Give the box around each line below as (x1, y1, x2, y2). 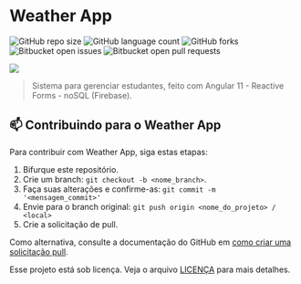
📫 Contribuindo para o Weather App (9, 118, 222, 133)
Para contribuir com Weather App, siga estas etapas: (9, 146, 208, 157)
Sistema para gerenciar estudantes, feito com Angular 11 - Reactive (31, 79, 285, 91)
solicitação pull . (9, 246, 68, 257)
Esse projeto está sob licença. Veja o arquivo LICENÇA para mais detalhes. (9, 264, 291, 275)
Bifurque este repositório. (22, 163, 119, 174)
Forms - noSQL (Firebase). (31, 89, 132, 100)
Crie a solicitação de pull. (22, 218, 119, 229)
